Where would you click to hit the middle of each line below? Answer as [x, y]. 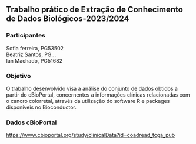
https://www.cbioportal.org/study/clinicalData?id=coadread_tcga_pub [91, 135]
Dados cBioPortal [31, 122]
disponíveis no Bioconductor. [41, 107]
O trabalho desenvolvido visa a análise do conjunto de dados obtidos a [92, 88]
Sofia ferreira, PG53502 [35, 48]
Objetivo [19, 76]
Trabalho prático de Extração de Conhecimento [95, 10]
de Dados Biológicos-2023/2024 [68, 19]
